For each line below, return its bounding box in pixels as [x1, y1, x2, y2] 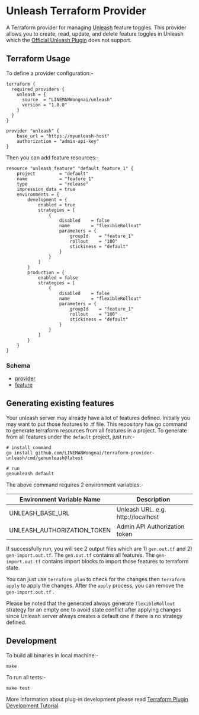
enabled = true [37, 202, 76, 208]
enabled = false [37, 275, 78, 281]
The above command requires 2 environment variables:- [6, 481, 144, 488]
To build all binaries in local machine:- [6, 651, 99, 658]
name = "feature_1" [17, 175, 94, 182]
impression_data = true [17, 186, 76, 192]
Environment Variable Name [20, 495, 101, 503]
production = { [27, 269, 65, 275]
